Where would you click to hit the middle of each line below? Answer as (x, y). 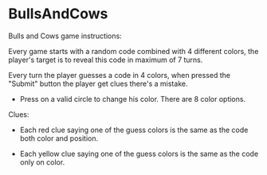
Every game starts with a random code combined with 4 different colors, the (133, 51)
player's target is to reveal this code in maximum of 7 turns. (106, 60)
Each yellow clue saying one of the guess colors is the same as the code (139, 154)
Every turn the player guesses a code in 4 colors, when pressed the (120, 75)
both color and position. (59, 138)
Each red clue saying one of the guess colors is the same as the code (134, 130)
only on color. (42, 162)
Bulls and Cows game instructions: (65, 36)
